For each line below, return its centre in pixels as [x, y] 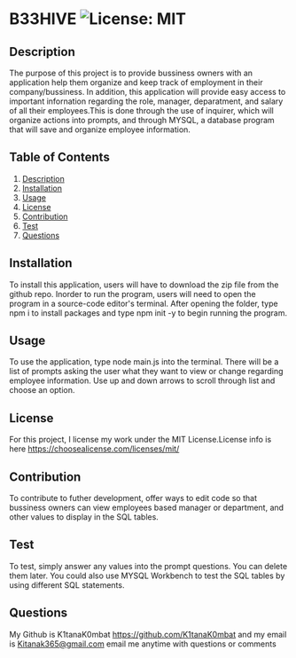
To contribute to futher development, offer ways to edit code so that [133, 498]
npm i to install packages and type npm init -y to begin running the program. [148, 313]
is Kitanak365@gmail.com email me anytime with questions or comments [143, 644]
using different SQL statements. [67, 584]
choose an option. [42, 390]
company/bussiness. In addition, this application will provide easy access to [148, 92]
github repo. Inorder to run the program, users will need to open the [132, 294]
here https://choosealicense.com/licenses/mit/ [94, 449]
